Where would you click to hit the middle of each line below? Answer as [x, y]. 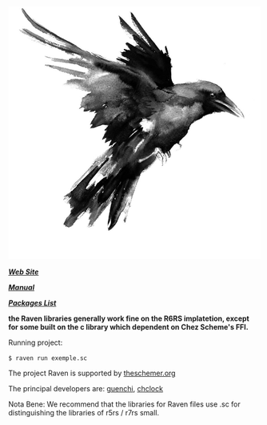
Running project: [36, 342]
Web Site [24, 272]
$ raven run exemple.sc [48, 358]
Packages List [32, 303]
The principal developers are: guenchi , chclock [86, 389]
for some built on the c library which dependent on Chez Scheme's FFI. [129, 327]
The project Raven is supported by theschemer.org [92, 373]
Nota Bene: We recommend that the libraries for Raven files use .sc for [125, 404]
